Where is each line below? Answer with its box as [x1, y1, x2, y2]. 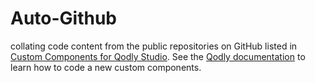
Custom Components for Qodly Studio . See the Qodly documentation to [10, 50, 306, 62]
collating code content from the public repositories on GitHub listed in [10, 40, 298, 52]
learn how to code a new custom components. [10, 61, 202, 73]
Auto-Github [10, 7, 118, 30]
